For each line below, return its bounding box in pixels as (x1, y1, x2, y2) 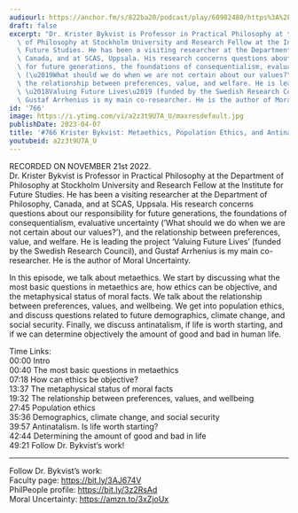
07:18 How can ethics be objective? (9, 374, 139, 385)
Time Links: (9, 346, 51, 356)
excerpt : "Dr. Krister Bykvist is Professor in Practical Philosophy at (9, 29, 284, 38)
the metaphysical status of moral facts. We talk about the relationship (9, 291, 263, 301)
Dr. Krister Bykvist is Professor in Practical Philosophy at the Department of (9, 170, 284, 181)
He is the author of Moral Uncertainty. (52, 254, 192, 266)
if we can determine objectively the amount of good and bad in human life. (9, 329, 282, 339)
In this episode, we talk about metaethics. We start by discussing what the (9, 272, 281, 283)
